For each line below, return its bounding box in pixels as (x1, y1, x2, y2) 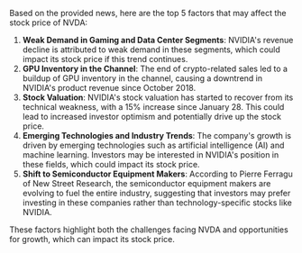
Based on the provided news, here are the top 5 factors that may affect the (9, 8, 287, 18)
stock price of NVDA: (9, 17, 88, 28)
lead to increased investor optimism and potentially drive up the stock (22, 112, 282, 122)
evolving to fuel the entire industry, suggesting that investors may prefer (22, 188, 291, 198)
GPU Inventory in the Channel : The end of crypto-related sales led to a (22, 63, 288, 74)
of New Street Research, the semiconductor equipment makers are (22, 178, 271, 188)
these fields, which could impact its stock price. (22, 159, 200, 169)
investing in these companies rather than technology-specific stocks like (22, 197, 293, 208)
